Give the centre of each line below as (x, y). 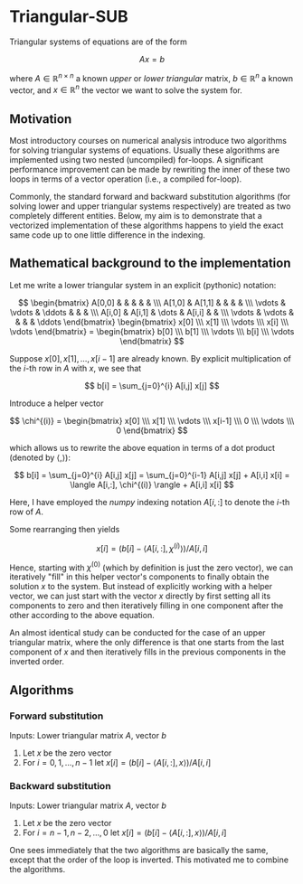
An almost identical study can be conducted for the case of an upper (137, 633)
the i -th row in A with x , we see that (76, 368)
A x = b (152, 59)
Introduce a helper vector (57, 403)
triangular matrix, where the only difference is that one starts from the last (147, 643)
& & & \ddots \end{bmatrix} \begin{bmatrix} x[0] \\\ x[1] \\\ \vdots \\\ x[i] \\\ (152, 322)
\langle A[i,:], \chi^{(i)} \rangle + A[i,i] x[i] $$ (152, 484)
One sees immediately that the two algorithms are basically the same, (139, 851)
